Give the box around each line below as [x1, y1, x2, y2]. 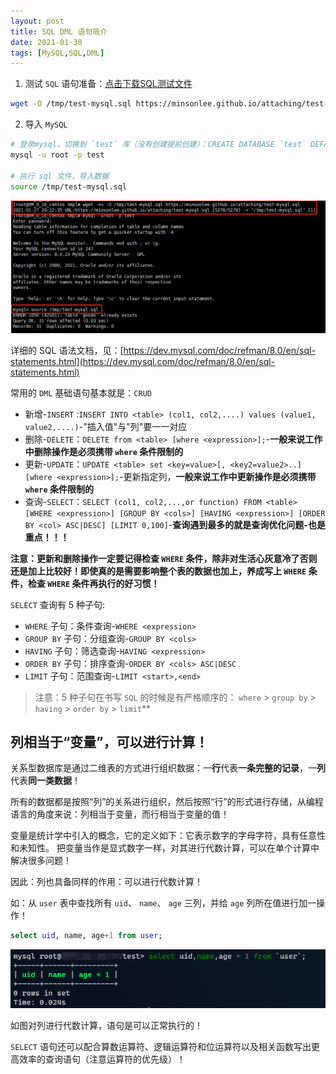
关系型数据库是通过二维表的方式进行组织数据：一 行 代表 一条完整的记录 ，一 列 [10, 762, 326, 774]
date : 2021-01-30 [10, 37, 83, 47]
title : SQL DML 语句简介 [10, 26, 108, 37]
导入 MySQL [24, 118, 68, 130]
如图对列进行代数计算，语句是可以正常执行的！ [10, 1020, 203, 1032]
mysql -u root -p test [10, 150, 105, 160]
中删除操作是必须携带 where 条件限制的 [24, 445, 184, 457]
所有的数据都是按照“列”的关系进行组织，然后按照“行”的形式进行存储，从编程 [10, 796, 324, 808]
